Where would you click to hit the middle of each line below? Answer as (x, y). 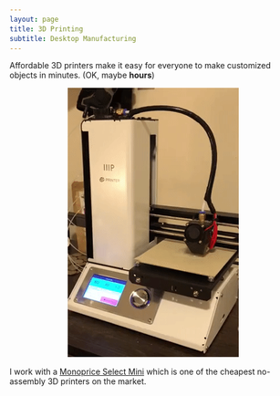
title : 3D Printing (47, 29)
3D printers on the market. (97, 381)
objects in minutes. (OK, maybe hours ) (82, 75)
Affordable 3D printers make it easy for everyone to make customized (140, 66)
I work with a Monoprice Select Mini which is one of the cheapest (132, 372)
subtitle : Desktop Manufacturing (73, 38)
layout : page (34, 19)
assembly (27, 381)
